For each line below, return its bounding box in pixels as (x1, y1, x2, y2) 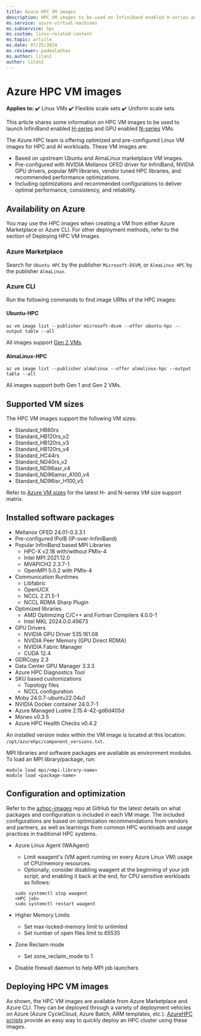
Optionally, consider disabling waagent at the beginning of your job (23, 866, 190, 873)
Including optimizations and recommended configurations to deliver (14, 180, 182, 188)
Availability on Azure (6, 204, 86, 214)
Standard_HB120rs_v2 (14, 433, 69, 440)
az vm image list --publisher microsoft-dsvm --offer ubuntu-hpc (6, 323, 172, 330)
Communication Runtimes (14, 573, 79, 580)
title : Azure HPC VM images (6, 8, 77, 15)
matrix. (6, 496, 24, 503)
